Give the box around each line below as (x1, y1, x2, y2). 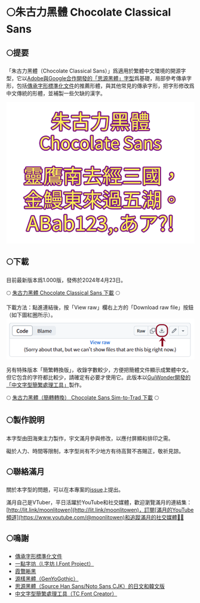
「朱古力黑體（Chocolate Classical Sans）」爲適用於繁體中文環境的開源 (6, 67, 181, 74)
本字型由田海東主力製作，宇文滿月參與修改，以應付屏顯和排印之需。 (6, 435, 174, 442)
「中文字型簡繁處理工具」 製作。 (6, 381, 85, 388)
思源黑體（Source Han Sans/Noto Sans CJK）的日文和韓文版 (14, 583, 165, 590)
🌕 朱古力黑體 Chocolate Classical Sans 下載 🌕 (6, 289, 121, 296)
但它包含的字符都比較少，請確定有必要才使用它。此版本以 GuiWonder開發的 (6, 374, 191, 381)
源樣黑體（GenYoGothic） (14, 575, 79, 583)
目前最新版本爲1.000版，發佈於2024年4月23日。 (6, 276, 127, 283)
